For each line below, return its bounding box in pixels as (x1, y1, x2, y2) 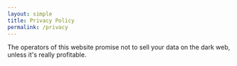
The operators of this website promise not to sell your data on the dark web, (7, 43, 231, 52)
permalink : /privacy (7, 23, 69, 31)
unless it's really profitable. (7, 50, 87, 59)
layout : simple (7, 10, 53, 18)
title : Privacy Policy (7, 17, 75, 24)
